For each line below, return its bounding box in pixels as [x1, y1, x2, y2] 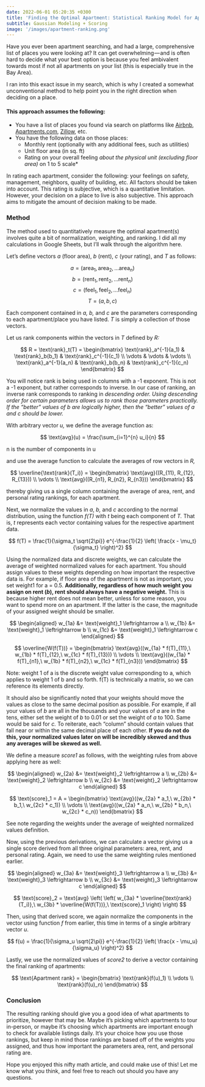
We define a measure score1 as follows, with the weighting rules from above [6, 751, 198, 759]
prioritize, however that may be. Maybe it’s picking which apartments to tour [6, 1017, 198, 1024]
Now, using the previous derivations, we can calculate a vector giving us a [6, 838, 193, 846]
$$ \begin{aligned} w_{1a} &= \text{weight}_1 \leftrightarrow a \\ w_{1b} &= [9, 620, 196, 627]
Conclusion [6, 996, 41, 1005]
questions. [6, 1074, 33, 1081]
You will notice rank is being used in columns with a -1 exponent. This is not [6, 377, 196, 385]
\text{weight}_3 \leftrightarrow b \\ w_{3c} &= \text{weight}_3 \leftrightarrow [7, 876, 198, 884]
